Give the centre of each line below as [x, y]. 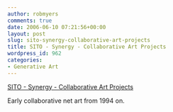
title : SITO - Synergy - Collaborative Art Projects [87, 47]
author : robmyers [33, 14]
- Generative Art [33, 67]
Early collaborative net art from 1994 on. [66, 101]
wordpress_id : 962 [34, 54]
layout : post [27, 34]
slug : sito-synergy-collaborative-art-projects [79, 40]
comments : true [30, 21]
